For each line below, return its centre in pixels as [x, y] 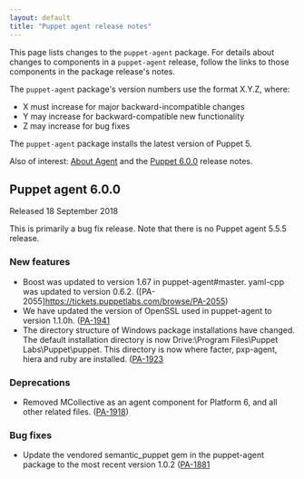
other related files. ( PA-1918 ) [75, 411]
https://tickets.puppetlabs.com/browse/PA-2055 [135, 301]
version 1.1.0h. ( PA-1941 [66, 320]
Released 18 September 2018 [64, 211]
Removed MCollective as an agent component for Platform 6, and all [150, 402]
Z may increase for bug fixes [76, 126]
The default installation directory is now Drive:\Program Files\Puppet [150, 339]
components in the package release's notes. [92, 71]
